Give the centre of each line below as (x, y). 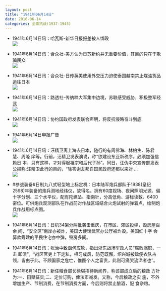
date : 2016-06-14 (23, 19)
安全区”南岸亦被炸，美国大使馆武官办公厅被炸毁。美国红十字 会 (93, 231)
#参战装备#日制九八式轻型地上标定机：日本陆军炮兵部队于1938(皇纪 (82, 185)
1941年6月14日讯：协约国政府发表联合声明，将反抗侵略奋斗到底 (77, 119)
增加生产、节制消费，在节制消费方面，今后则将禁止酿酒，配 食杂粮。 (82, 284)
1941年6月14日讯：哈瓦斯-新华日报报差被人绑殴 (60, 38)
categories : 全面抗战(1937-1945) (38, 24)
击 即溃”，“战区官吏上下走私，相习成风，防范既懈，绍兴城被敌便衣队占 (84, 254)
